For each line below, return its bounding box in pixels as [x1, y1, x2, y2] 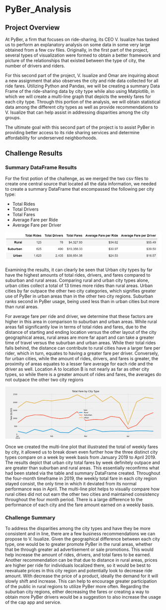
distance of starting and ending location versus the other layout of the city [5, 329, 157, 335]
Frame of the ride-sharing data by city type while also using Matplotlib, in [5, 88, 155, 94]
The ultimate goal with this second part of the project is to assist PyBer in [5, 124, 155, 130]
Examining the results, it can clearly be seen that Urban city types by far [5, 267, 153, 273]
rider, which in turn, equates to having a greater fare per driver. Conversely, [5, 350, 159, 356]
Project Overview [5, 23, 60, 32]
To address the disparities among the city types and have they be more [5, 526, 151, 532]
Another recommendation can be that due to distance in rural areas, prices [5, 557, 158, 563]
